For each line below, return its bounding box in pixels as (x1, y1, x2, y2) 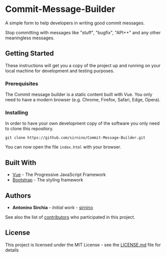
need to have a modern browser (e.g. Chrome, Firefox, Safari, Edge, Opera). (5, 97, 161, 103)
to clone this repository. (5, 126, 54, 132)
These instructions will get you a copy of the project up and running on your (5, 62, 161, 68)
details (5, 247, 19, 253)
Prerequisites (5, 80, 38, 87)
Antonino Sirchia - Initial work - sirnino (12, 204, 93, 210)
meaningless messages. (5, 35, 55, 41)
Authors (5, 191, 31, 200)
